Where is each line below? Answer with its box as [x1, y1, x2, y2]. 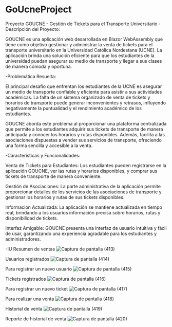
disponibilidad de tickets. [5, 215, 58, 221]
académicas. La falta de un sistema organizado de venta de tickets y [5, 94, 150, 100]
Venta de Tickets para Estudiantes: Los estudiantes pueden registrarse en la [5, 162, 167, 168]
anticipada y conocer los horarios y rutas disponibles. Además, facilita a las [5, 131, 165, 137]
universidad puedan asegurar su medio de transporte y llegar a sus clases [5, 58, 162, 64]
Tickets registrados [5, 276, 46, 282]
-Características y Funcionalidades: [5, 152, 81, 158]
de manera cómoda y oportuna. [5, 63, 72, 69]
